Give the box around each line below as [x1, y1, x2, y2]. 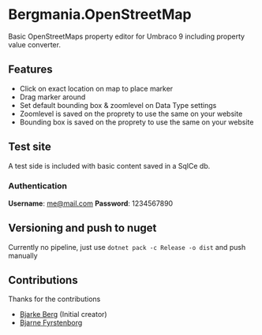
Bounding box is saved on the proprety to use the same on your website [19, 117, 254, 127]
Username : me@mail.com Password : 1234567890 [8, 199, 174, 208]
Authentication [8, 181, 67, 192]
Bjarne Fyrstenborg [19, 318, 83, 328]
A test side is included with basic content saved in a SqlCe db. [8, 161, 211, 170]
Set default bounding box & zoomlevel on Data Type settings [19, 100, 217, 110]
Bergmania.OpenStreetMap [8, 6, 192, 24]
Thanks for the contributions [8, 294, 101, 304]
